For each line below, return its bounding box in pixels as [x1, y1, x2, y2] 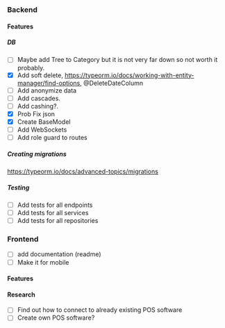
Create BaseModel [17, 117, 71, 126]
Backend [7, 5, 38, 15]
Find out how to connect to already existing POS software [17, 306, 183, 314]
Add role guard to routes [17, 133, 88, 141]
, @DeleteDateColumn [79, 79, 144, 87]
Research [7, 290, 36, 299]
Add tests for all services [17, 209, 89, 217]
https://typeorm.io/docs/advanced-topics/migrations [7, 167, 158, 175]
